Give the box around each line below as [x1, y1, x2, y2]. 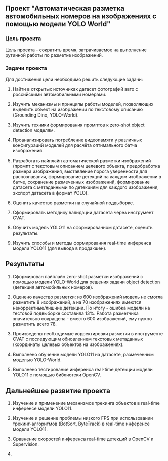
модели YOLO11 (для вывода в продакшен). [12, 245, 107, 251]
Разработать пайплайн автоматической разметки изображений [12, 157, 151, 164]
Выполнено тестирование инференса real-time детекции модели [12, 366, 153, 372]
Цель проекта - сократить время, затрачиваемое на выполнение [5, 47, 147, 53]
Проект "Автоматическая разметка [5, 4, 125, 13]
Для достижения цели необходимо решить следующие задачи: [5, 76, 143, 82]
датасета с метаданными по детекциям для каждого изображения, [12, 184, 159, 190]
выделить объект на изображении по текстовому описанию [12, 106, 143, 112]
